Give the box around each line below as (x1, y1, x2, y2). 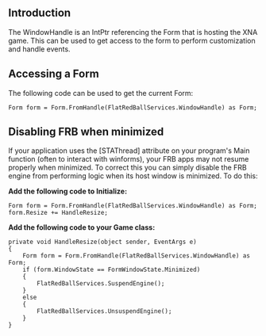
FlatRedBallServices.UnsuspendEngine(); (37, 307, 172, 315)
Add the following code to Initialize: (8, 186, 128, 197)
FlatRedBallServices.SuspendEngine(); (37, 280, 165, 288)
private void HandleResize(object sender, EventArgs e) (8, 238, 197, 246)
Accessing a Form (8, 67, 99, 81)
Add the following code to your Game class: (8, 223, 156, 232)
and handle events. (8, 44, 71, 54)
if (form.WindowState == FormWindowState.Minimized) (22, 265, 201, 274)
